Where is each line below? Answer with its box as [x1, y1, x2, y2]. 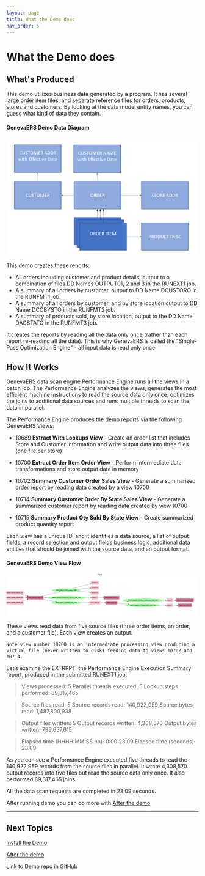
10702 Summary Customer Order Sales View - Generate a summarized [15, 477, 196, 484]
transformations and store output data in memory [15, 465, 139, 473]
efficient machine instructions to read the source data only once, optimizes [6, 391, 195, 398]
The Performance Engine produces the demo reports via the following [6, 416, 182, 423]
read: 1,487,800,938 [21, 708, 72, 715]
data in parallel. [6, 403, 45, 411]
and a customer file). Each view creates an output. [6, 629, 133, 636]
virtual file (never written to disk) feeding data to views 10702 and [6, 648, 192, 654]
